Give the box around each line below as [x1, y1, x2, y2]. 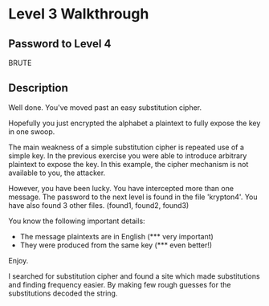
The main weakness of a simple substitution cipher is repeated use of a [8, 142, 245, 152]
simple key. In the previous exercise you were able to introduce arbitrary [8, 150, 247, 161]
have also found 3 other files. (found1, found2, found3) [8, 200, 190, 210]
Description [8, 81, 68, 95]
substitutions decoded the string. [8, 288, 118, 298]
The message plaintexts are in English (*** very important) [19, 231, 214, 241]
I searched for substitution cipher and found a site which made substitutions [8, 271, 260, 281]
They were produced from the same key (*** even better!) [19, 240, 213, 250]
